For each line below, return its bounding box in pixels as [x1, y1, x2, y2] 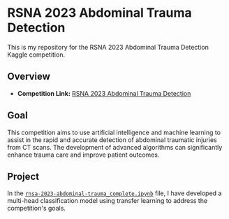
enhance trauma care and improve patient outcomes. [7, 150, 160, 159]
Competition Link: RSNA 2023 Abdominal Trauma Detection [17, 89, 191, 97]
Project [7, 170, 40, 183]
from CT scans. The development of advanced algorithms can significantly [7, 143, 223, 151]
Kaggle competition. [7, 50, 65, 59]
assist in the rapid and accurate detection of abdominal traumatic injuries [7, 135, 218, 144]
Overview [7, 71, 51, 83]
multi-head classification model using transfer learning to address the [7, 197, 208, 205]
